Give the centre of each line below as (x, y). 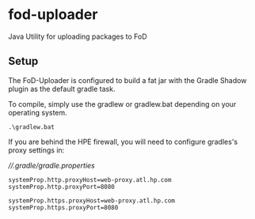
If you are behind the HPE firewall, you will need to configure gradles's (123, 142)
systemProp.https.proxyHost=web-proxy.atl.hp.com (92, 200)
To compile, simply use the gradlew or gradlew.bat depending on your (122, 104)
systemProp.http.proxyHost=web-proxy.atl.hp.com (90, 179)
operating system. (38, 112)
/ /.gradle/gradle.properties (51, 165)
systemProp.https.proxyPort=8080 (63, 207)
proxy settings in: (36, 150)
